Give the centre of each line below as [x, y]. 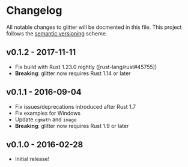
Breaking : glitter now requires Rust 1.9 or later [72, 126]
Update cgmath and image [46, 119]
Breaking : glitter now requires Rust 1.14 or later [73, 73]
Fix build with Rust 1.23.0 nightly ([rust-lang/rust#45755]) [86, 67]
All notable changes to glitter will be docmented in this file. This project [94, 27]
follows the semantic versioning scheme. [57, 33]
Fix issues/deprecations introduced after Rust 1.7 [75, 106]
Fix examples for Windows [48, 113]
